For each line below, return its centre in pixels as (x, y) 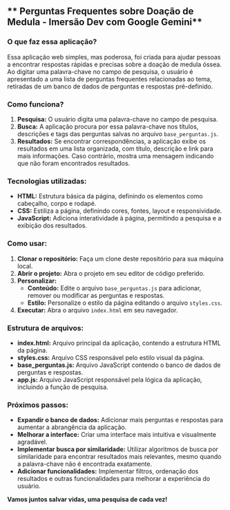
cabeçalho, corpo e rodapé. (57, 204)
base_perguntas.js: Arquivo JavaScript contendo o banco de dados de (119, 365)
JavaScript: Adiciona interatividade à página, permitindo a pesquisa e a (119, 218)
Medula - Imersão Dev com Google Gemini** (105, 22)
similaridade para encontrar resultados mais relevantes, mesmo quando (119, 457)
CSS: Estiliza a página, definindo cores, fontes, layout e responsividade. (119, 211)
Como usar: (27, 243)
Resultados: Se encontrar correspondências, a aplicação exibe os (112, 141)
